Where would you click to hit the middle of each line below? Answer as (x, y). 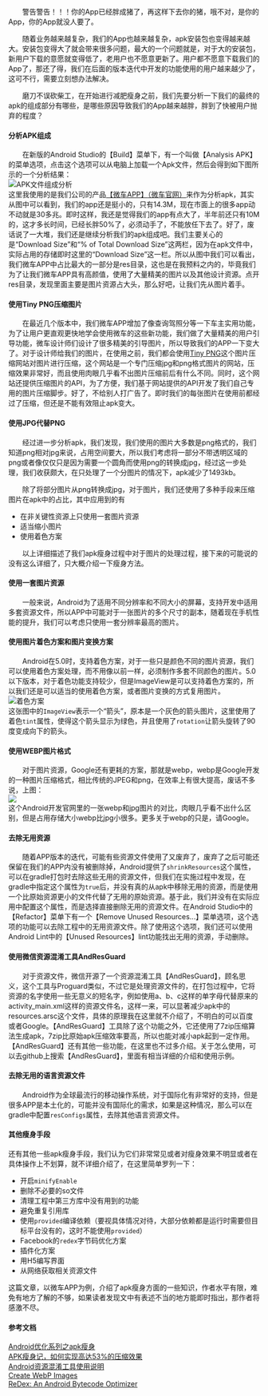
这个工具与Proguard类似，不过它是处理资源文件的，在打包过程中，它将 (138, 986)
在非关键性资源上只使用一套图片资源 (79, 516)
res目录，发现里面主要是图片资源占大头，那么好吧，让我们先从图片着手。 (129, 284)
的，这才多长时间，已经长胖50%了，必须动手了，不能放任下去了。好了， (128, 224)
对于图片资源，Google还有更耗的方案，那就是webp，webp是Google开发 (141, 770)
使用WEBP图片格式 (40, 751)
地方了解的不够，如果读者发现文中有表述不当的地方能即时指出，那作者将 (141, 1298)
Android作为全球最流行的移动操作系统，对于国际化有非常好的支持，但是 (140, 1095)
